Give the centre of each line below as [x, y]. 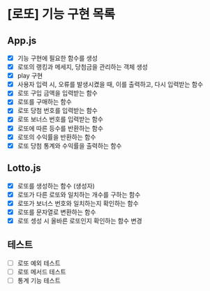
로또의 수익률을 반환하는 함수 [57, 137]
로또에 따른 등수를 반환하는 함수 [60, 128]
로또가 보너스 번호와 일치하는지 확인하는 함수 [78, 203]
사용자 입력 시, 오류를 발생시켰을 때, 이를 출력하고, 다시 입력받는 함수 [110, 84]
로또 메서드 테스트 [42, 271]
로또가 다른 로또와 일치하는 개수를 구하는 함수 [79, 194]
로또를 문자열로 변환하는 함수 [57, 212]
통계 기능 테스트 [39, 281]
